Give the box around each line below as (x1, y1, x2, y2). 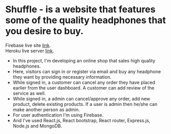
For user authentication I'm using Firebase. (12, 111, 104, 118)
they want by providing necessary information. (12, 74, 111, 80)
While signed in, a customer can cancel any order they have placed (12, 79, 156, 85)
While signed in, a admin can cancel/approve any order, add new (12, 96, 150, 102)
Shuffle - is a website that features (5, 4, 156, 15)
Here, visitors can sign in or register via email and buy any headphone (12, 68, 161, 75)
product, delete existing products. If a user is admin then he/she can (12, 101, 158, 107)
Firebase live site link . (5, 42, 51, 48)
